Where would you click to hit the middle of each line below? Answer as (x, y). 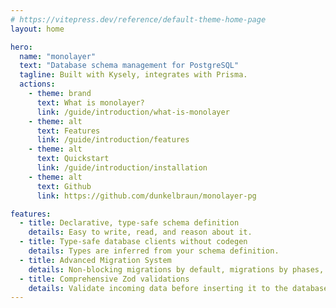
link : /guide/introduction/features (113, 140)
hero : (21, 47)
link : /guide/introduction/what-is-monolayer (133, 112)
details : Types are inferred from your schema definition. (154, 251)
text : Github (64, 186)
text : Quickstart (73, 159)
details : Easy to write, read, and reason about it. (140, 232)
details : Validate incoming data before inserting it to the (158, 288)
